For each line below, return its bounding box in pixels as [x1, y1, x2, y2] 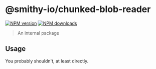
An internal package [17, 30, 59, 36]
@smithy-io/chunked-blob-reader [5, 4, 151, 15]
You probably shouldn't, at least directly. [5, 58, 89, 64]
